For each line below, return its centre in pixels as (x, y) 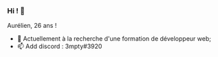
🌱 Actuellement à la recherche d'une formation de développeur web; (114, 39)
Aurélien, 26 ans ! (32, 26)
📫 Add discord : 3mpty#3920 (59, 46)
